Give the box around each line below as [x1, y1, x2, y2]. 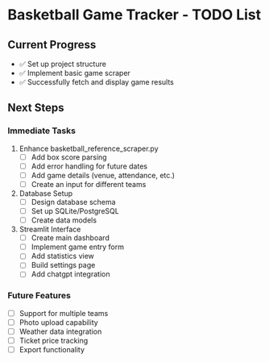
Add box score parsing [31, 152, 107, 162]
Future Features [7, 290, 72, 302]
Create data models [31, 215, 97, 225]
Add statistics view [31, 252, 94, 261]
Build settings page [31, 260, 96, 270]
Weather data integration [19, 327, 102, 336]
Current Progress [7, 38, 97, 52]
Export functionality [19, 344, 85, 354]
